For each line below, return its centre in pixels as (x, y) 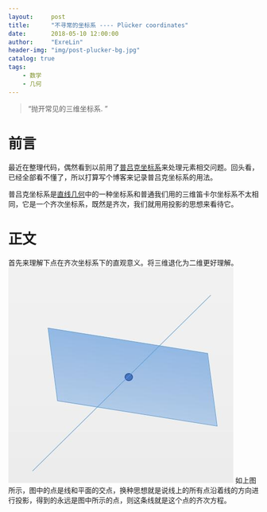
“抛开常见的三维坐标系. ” (68, 108)
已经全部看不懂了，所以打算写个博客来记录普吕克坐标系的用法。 (112, 177)
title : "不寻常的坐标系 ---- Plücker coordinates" (99, 25)
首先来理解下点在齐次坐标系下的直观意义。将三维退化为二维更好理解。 (123, 262)
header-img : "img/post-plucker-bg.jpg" (74, 50)
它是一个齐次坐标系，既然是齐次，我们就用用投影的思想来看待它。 (130, 204)
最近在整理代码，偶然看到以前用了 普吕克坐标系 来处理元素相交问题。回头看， (133, 167)
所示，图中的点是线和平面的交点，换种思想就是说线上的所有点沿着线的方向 (130, 490)
